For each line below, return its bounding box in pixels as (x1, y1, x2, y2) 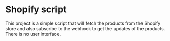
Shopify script (5, 4, 67, 15)
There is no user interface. (5, 31, 61, 37)
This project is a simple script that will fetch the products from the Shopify (5, 20, 161, 26)
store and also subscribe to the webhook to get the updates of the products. (5, 25, 165, 31)
